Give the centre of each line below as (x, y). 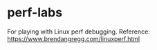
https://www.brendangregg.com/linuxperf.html (74, 38)
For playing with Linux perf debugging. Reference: (78, 32)
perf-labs (35, 13)
